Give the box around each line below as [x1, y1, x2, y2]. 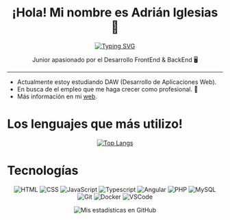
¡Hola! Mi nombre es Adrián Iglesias [12, 5, 218, 20]
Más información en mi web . [16, 92, 98, 100]
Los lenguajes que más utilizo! [7, 116, 183, 132]
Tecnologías [7, 163, 79, 178]
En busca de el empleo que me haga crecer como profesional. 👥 [16, 85, 199, 93]
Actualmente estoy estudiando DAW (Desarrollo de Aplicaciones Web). [16, 77, 217, 86]
